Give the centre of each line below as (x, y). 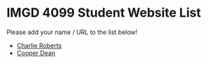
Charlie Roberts (39, 45)
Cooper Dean (36, 53)
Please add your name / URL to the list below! (72, 32)
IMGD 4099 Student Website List (104, 13)
